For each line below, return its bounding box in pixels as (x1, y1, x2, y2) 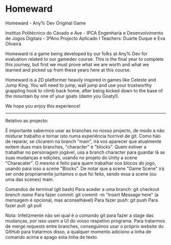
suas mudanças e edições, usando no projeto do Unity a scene (5, 154, 137, 161)
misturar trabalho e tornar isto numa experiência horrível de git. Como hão (5, 133, 161, 139)
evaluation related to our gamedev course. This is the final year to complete (5, 56, 164, 62)
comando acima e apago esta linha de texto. (5, 234, 98, 240)
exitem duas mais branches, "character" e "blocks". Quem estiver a (5, 143, 147, 150)
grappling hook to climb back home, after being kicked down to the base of (5, 87, 163, 93)
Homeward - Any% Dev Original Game (5, 20, 86, 26)
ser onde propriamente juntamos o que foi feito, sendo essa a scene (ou (5, 170, 157, 177)
